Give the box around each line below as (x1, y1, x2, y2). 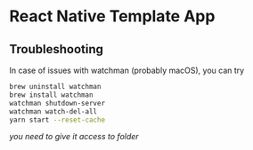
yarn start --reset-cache (9, 115, 105, 124)
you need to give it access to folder (9, 131, 140, 142)
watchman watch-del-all (9, 107, 98, 116)
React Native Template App (9, 6, 216, 27)
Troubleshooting (9, 42, 104, 57)
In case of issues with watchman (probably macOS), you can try (9, 65, 245, 75)
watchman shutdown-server (9, 99, 105, 107)
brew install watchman (9, 91, 94, 99)
